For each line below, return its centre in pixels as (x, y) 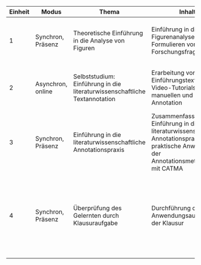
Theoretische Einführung (108, 33)
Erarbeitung (168, 73)
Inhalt (188, 12)
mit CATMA (167, 168)
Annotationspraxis (99, 150)
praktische (166, 146)
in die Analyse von (99, 40)
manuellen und (172, 95)
